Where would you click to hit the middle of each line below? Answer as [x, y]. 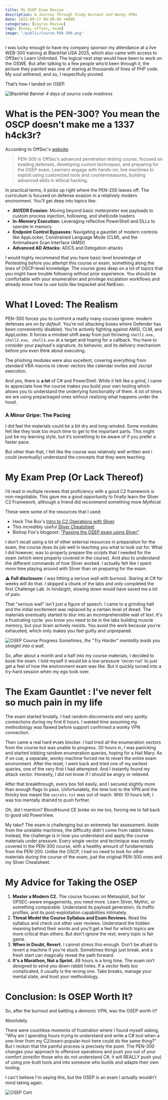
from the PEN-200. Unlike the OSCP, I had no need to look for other [74, 852]
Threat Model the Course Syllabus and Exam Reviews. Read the [79, 918]
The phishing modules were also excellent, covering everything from [76, 360]
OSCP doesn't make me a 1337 [70, 125]
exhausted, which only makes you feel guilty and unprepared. [69, 631]
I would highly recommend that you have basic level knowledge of [73, 257]
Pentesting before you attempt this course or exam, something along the [80, 263]
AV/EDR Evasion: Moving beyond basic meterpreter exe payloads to [83, 210]
